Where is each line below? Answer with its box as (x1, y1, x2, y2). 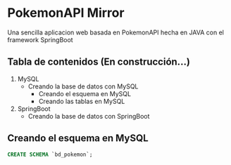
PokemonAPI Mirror (7, 5, 125, 21)
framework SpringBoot (7, 35, 73, 44)
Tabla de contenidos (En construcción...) (7, 56, 190, 68)
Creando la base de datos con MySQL (27, 82, 139, 91)
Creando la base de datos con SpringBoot (27, 112, 150, 120)
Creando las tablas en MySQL (38, 97, 125, 105)
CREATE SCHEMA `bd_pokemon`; (7, 151, 93, 158)
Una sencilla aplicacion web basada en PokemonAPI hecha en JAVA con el (7, 28, 224, 37)
